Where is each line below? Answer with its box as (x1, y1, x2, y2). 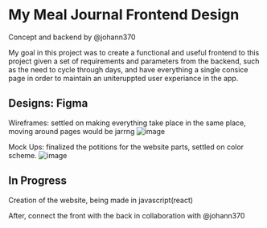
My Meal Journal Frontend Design (8, 6, 240, 24)
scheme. (8, 150, 38, 160)
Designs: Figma (8, 96, 88, 110)
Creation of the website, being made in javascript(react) (8, 195, 194, 205)
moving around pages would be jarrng (8, 126, 135, 136)
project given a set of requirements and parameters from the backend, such (8, 56, 260, 66)
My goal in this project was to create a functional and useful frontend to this (8, 47, 260, 57)
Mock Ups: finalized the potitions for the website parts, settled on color (8, 142, 244, 152)
